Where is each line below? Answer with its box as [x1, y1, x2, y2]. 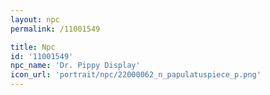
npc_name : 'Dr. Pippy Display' [10, 61, 141, 71]
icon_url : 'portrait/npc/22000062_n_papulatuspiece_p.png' [10, 70, 262, 80]
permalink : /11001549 [10, 24, 101, 34]
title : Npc [10, 42, 56, 52]
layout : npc [10, 14, 60, 25]
